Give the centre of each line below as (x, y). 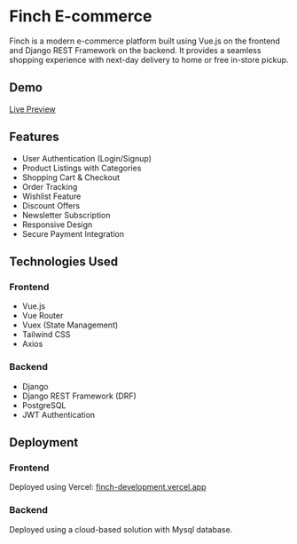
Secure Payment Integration (73, 233)
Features (34, 137)
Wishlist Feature (51, 196)
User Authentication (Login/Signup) (87, 158)
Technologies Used (63, 261)
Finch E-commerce (81, 16)
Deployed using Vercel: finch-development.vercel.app (108, 487)
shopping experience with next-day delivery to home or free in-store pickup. (149, 59)
